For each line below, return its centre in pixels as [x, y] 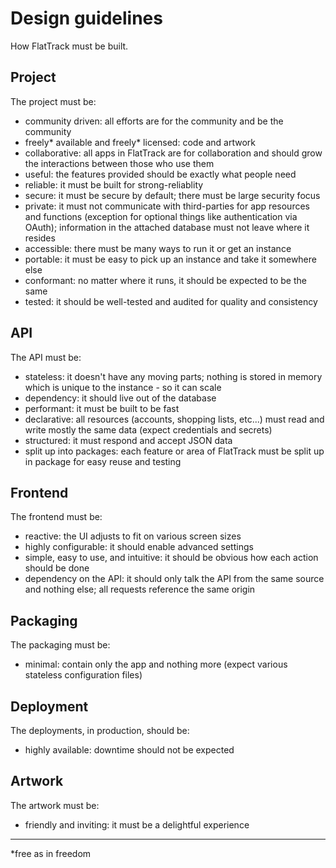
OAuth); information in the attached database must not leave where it [167, 227]
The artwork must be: [55, 805]
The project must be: [53, 101]
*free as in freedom [51, 853]
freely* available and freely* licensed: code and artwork [140, 142]
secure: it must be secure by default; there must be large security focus [172, 195]
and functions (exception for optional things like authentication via [161, 216]
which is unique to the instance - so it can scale [123, 387]
